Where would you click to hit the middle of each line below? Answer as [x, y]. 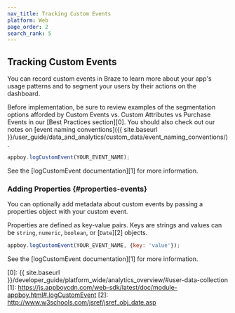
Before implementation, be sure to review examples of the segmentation [112, 107]
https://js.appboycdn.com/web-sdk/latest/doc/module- [97, 288]
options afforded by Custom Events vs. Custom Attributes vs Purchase [109, 115]
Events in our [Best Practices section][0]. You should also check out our [111, 122]
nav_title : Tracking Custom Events [59, 14]
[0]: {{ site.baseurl [34, 273]
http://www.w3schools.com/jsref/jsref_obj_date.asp [82, 302]
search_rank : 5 [29, 33]
